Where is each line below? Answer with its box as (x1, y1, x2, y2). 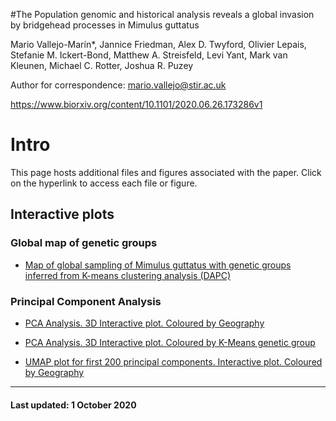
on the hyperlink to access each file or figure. (10, 177, 198, 189)
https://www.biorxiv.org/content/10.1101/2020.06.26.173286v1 (10, 99, 263, 110)
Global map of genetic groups (10, 236, 158, 250)
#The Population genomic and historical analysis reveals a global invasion (10, 9, 315, 20)
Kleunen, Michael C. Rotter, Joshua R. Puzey (10, 60, 194, 71)
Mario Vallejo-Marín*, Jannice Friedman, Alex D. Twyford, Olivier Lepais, (10, 39, 307, 50)
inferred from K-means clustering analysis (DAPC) (24, 269, 232, 281)
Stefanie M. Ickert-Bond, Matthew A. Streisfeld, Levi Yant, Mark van (10, 49, 288, 61)
